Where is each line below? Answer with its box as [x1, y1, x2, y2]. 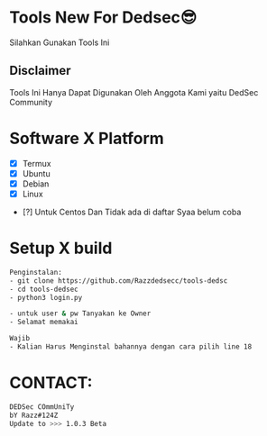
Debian [22, 178, 50, 189]
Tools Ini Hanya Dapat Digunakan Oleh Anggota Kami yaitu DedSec [9, 86, 259, 97]
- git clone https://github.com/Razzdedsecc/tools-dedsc [9, 276, 228, 286]
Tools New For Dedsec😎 [9, 7, 198, 28]
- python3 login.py [9, 293, 83, 302]
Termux [22, 158, 51, 168]
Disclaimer [9, 63, 71, 78]
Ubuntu [22, 168, 51, 178]
